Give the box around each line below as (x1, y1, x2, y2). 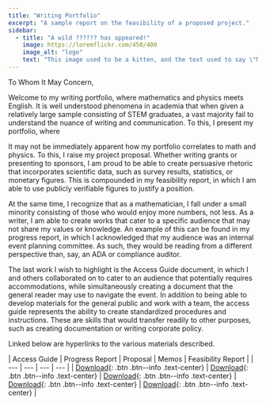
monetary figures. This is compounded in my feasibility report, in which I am (8, 175, 256, 184)
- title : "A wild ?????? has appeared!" (15, 33, 150, 42)
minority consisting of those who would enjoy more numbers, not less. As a (8, 207, 254, 217)
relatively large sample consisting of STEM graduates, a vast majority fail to (8, 109, 254, 119)
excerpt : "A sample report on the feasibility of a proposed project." (8, 19, 249, 27)
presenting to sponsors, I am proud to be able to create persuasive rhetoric (8, 158, 253, 168)
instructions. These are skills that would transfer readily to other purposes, (8, 315, 252, 324)
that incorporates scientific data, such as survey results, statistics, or (8, 167, 234, 176)
